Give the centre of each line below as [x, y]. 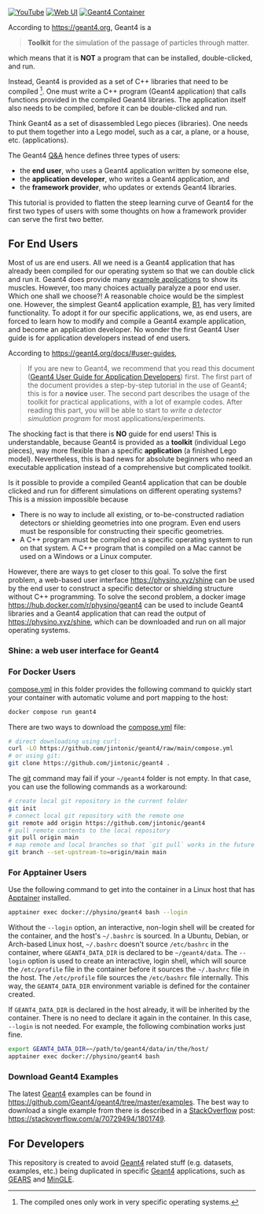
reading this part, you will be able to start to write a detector [125, 410]
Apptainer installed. [40, 898]
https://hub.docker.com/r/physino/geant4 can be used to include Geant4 [126, 605]
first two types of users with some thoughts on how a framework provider [128, 211]
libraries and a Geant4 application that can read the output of [107, 613]
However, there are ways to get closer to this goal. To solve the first [117, 572]
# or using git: [35, 756]
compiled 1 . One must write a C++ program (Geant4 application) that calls [127, 91]
